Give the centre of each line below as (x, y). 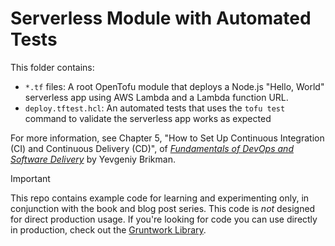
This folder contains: (52, 67)
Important (30, 178)
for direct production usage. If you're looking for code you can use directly (164, 219)
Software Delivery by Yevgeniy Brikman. (93, 159)
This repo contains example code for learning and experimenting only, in (160, 198)
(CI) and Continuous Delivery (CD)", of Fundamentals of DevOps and (152, 148)
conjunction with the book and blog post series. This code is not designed (163, 208)
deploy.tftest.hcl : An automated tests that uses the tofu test (155, 108)
